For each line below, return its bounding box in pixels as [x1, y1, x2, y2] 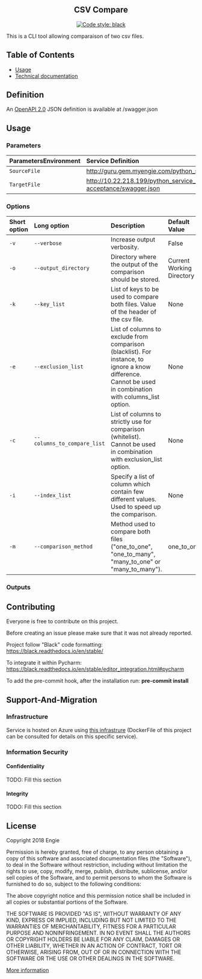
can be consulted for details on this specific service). [6, 733, 138, 740]
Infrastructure [6, 713, 49, 721]
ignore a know [111, 362, 151, 371]
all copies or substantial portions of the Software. [6, 898, 128, 906]
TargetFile [9, 181, 40, 188]
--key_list [34, 301, 65, 308]
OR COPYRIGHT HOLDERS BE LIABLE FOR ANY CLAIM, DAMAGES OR [6, 936, 180, 943]
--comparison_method [34, 543, 93, 550]
